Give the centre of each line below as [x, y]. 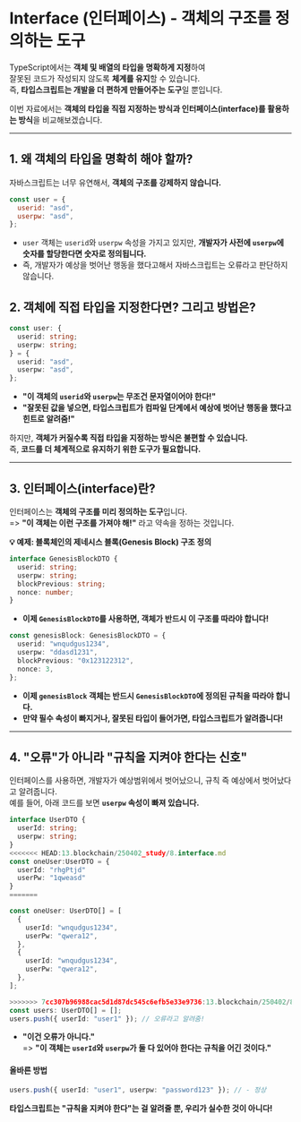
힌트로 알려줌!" [48, 419]
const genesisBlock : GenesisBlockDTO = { [88, 636]
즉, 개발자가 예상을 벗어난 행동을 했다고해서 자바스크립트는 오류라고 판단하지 [155, 265]
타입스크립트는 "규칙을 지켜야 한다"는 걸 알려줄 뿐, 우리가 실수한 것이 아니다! [141, 1108]
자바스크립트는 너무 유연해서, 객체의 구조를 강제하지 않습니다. [116, 182]
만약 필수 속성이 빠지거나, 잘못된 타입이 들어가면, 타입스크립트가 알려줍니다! [153, 718]
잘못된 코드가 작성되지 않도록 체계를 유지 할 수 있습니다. [105, 78]
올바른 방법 [28, 1070]
